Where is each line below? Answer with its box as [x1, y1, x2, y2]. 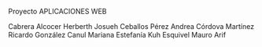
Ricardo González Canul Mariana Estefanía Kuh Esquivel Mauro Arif [8, 31, 227, 39]
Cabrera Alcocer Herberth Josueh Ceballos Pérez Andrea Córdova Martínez [8, 22, 254, 31]
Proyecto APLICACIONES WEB [8, 7, 107, 16]
